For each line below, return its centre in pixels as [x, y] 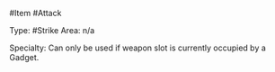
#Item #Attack [35, 13]
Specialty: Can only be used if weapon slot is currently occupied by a [138, 48]
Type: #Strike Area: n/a [52, 30]
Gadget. [24, 57]
